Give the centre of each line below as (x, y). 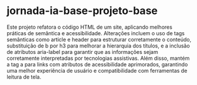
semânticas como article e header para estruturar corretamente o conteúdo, (99, 39)
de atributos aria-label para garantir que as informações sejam (82, 52)
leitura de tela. (24, 77)
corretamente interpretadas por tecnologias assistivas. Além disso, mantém (98, 58)
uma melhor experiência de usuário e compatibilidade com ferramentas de (97, 70)
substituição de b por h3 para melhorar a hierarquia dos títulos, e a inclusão (98, 46)
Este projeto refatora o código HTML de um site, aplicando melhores (90, 27)
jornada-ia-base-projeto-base (82, 11)
